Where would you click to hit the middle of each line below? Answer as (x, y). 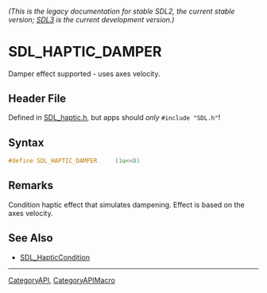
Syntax (26, 143)
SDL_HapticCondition (54, 257)
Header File (37, 98)
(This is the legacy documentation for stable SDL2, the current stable (122, 11)
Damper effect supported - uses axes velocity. (84, 73)
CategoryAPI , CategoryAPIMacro (62, 280)
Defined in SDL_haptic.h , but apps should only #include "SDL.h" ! (114, 118)
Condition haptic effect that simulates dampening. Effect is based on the (126, 204)
